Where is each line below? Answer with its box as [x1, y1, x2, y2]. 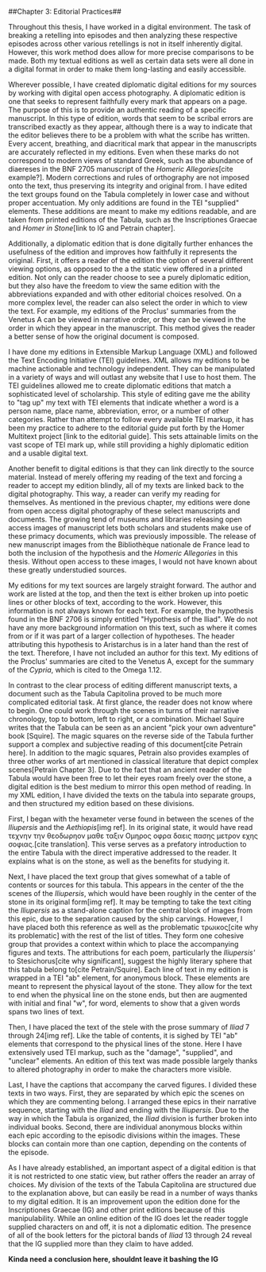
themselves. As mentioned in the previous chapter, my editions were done [8, 498, 251, 507]
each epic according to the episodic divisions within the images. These [8, 1130, 241, 1140]
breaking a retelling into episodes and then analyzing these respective [8, 31, 238, 40]
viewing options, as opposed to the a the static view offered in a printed [8, 264, 243, 273]
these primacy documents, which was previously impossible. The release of [8, 532, 256, 541]
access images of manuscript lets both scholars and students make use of [8, 523, 252, 532]
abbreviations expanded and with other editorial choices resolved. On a [8, 289, 242, 299]
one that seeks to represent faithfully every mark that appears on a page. [8, 97, 248, 106]
